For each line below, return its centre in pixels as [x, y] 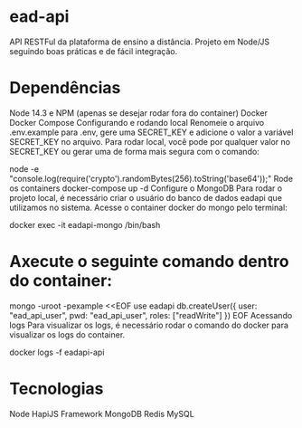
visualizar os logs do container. [67, 334]
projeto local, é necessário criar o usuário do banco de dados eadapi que [146, 197]
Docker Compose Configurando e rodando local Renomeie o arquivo [137, 122]
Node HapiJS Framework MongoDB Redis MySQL [102, 414]
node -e [24, 168]
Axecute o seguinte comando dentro [149, 262]
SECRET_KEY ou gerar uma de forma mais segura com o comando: [134, 151]
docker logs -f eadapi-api [57, 352]
